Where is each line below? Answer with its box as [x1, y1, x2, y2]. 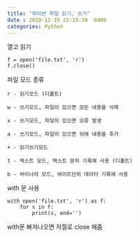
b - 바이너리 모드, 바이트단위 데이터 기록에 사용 [7, 171, 129, 178]
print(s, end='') [32, 210, 82, 217]
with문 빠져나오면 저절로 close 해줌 [7, 222, 103, 231]
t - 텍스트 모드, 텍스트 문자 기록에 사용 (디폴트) [7, 158, 133, 164]
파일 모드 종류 [7, 75, 45, 84]
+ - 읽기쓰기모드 [7, 144, 48, 151]
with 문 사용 [7, 184, 40, 192]
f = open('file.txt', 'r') [7, 57, 85, 64]
